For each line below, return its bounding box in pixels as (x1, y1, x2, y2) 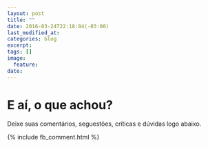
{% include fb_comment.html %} (7, 133, 100, 142)
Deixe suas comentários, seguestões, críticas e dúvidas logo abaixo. (7, 120, 202, 128)
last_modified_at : (7, 29, 60, 36)
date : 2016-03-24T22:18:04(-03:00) (7, 23, 110, 30)
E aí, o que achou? (7, 97, 114, 113)
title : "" (7, 16, 36, 23)
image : (7, 55, 26, 62)
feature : (13, 61, 39, 68)
